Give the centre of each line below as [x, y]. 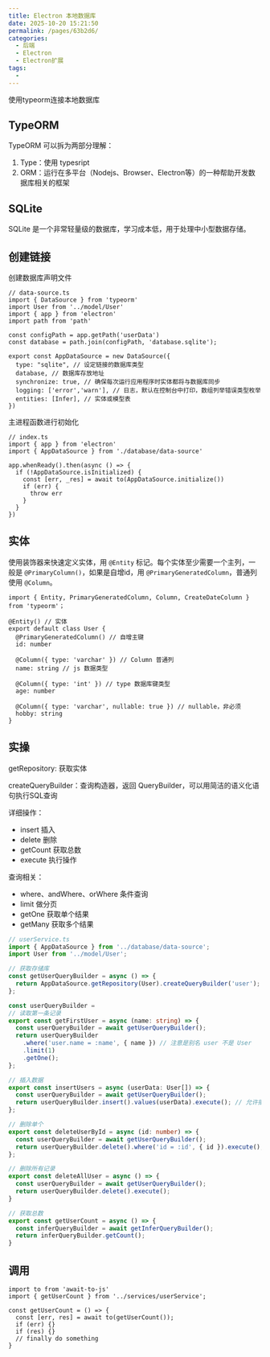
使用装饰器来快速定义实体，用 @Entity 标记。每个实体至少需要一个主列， [129, 562]
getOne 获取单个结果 [55, 914]
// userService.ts [39, 939]
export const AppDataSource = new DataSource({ [90, 356]
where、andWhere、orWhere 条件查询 [84, 894]
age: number [36, 691]
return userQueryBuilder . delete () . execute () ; [93, 1191]
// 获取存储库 [29, 969]
